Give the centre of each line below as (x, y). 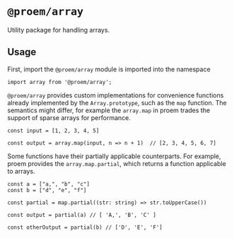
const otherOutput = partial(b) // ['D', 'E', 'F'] (85, 227)
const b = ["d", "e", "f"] (47, 190)
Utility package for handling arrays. (59, 30)
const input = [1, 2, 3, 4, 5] (53, 131)
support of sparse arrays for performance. (69, 117)
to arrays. (21, 171)
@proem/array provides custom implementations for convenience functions (116, 95)
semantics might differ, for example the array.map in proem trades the (109, 110)
